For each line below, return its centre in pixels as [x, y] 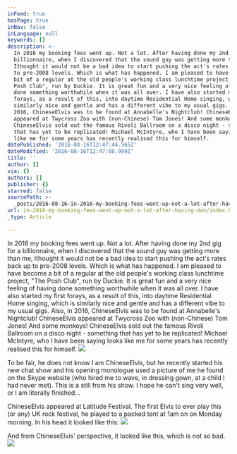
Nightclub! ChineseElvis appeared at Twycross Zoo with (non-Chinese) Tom [117, 318]
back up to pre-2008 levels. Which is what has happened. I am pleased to [115, 266]
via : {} [19, 171]
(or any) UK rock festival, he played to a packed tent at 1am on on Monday [115, 414]
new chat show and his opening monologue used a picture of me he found [115, 370]
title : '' [22, 158]
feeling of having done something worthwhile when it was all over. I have [113, 288]
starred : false [30, 191]
